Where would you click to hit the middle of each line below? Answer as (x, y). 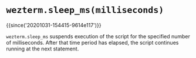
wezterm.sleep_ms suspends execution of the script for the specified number (98, 36)
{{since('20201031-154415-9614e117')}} (54, 25)
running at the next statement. (43, 49)
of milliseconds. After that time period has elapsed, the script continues (92, 42)
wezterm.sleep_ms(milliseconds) (85, 10)
